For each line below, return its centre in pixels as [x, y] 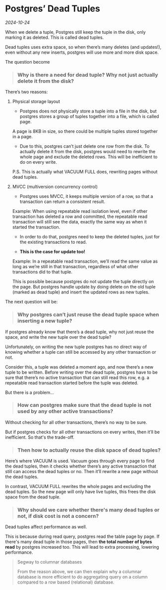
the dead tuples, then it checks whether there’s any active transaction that [81, 466]
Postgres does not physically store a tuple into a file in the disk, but [88, 111]
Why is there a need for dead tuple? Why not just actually [88, 75]
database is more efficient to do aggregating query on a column [82, 577]
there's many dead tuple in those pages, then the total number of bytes [79, 542]
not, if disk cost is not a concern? [58, 516]
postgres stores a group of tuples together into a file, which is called [89, 116]
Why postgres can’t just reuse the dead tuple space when [88, 315]
